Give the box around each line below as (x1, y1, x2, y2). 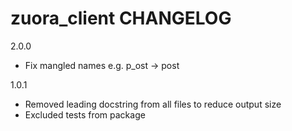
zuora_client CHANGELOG (10, 7, 232, 30)
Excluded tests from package (24, 108, 146, 121)
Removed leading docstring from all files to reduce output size (24, 98, 282, 110)
